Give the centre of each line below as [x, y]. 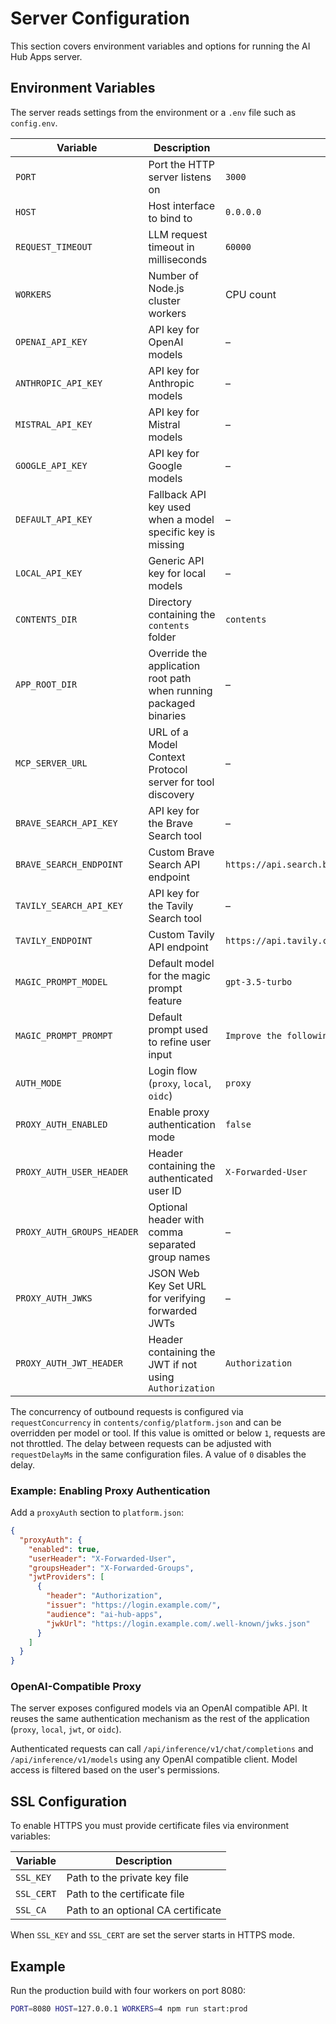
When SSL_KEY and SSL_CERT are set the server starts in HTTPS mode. [152, 1935]
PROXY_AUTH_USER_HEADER [72, 1171]
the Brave [170, 823]
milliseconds [178, 259]
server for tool [181, 782]
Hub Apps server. [46, 56]
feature [165, 1000]
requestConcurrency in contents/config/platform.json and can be [146, 1422]
